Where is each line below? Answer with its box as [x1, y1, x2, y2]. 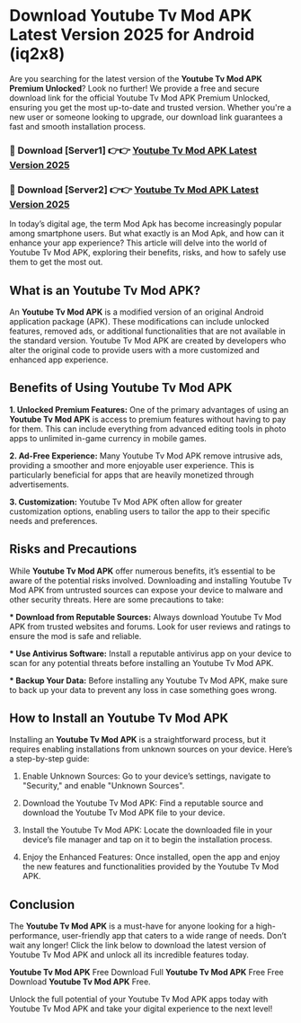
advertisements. [9, 478, 69, 490]
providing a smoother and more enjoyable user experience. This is [9, 459, 254, 470]
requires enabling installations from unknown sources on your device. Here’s [9, 743, 293, 755]
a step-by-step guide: [9, 753, 90, 764]
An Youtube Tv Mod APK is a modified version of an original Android [9, 307, 264, 317]
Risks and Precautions [9, 541, 137, 557]
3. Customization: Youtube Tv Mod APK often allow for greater [9, 496, 243, 507]
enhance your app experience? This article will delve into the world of [9, 237, 268, 248]
